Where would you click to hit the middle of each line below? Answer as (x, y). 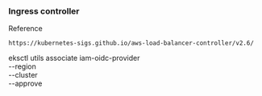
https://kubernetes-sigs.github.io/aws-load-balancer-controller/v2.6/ (131, 43)
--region (22, 66)
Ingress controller (44, 11)
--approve (25, 84)
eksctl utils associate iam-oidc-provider (74, 58)
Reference (25, 29)
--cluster (23, 75)
